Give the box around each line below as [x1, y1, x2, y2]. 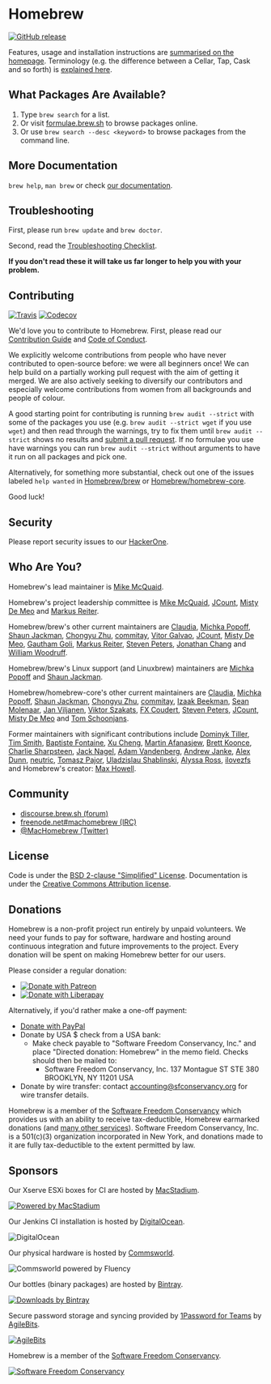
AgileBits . [8, 1319, 40, 1329]
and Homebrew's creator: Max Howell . [8, 763, 137, 773]
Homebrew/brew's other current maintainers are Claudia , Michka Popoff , [8, 621, 251, 632]
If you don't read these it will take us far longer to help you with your [8, 257, 242, 266]
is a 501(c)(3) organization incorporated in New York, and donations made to [8, 1131, 264, 1142]
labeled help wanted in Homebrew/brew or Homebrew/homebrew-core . [8, 476, 247, 486]
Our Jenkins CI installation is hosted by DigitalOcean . [8, 1216, 185, 1227]
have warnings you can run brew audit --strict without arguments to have [8, 443, 261, 454]
